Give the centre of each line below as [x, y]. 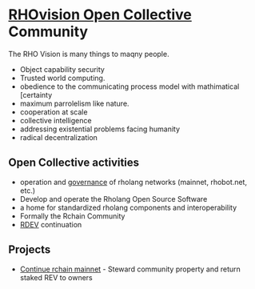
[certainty [36, 94]
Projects [30, 250]
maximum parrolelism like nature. [74, 103]
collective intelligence [56, 120]
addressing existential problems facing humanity [100, 129]
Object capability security [62, 69]
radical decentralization [59, 137]
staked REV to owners [56, 277]
